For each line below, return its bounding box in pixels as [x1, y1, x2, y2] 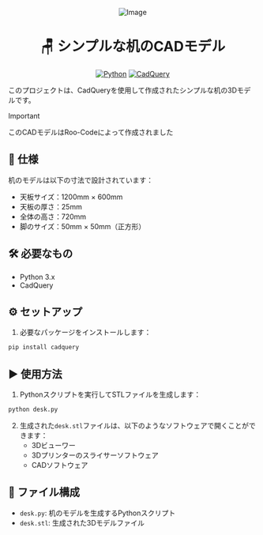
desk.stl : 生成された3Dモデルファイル [19, 518, 145, 527]
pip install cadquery [8, 344, 80, 352]
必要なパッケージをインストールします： [19, 328, 152, 337]
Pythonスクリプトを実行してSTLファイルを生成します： [19, 390, 201, 399]
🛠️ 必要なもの [8, 247, 73, 261]
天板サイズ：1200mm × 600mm [19, 192, 123, 202]
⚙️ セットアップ [8, 305, 83, 318]
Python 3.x [19, 272, 55, 281]
